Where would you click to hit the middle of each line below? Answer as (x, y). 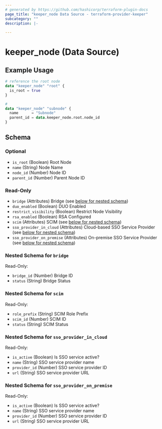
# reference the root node (33, 81)
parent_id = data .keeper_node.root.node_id (54, 118)
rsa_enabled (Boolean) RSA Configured (52, 217)
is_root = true (25, 90)
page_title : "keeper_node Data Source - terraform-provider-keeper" (77, 14)
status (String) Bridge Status (41, 281)
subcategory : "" (22, 19)
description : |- (22, 23)
